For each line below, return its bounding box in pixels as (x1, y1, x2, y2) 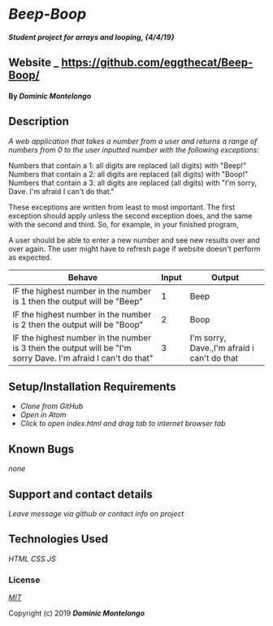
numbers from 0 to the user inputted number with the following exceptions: (8, 145, 260, 154)
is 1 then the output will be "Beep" (12, 296, 144, 307)
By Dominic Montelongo (8, 91, 92, 101)
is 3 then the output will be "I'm (12, 342, 132, 353)
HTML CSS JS (8, 554, 57, 563)
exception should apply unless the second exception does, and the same (8, 210, 253, 220)
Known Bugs (8, 442, 75, 455)
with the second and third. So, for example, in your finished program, (8, 219, 239, 229)
